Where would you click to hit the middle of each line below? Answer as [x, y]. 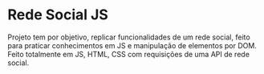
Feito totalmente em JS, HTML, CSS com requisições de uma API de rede [129, 54]
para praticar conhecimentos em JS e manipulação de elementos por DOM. [132, 45]
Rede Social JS [58, 15]
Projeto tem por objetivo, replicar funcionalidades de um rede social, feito [129, 37]
